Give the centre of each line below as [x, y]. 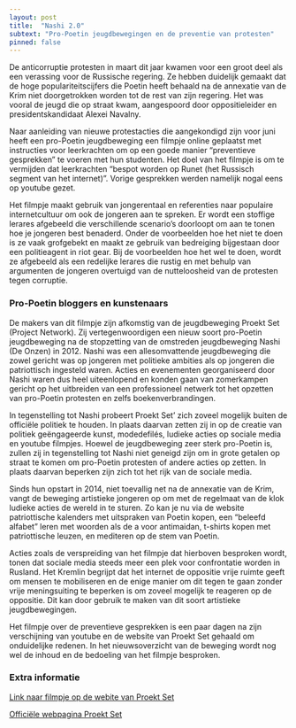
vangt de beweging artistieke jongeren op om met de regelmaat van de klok [147, 498]
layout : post [33, 17]
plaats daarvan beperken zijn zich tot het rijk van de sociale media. [131, 471]
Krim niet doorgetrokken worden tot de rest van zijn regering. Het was [137, 96]
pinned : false [35, 42]
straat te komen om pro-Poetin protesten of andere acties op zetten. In [138, 462]
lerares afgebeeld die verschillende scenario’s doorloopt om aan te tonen [142, 224]
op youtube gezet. [42, 188]
